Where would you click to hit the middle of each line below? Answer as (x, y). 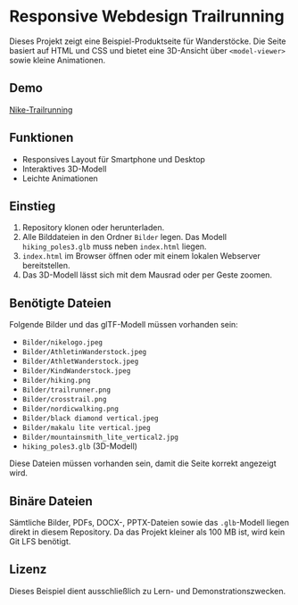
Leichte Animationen (60, 178)
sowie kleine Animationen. (58, 60)
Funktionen (41, 138)
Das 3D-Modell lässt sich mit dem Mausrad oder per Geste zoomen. (147, 275)
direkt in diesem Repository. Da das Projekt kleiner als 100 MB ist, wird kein (147, 532)
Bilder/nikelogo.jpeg (62, 343)
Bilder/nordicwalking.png (70, 409)
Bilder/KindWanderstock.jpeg (76, 371)
